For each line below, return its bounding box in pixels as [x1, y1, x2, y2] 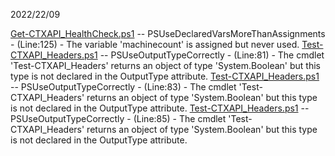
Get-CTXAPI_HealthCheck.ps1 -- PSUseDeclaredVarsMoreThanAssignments [10, 28, 326, 39]
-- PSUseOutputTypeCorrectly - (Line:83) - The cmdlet [10, 81, 237, 93]
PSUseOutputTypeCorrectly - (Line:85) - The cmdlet [10, 113, 227, 124]
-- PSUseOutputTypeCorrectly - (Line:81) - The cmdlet [99, 49, 325, 61]
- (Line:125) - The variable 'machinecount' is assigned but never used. [10, 39, 300, 50]
